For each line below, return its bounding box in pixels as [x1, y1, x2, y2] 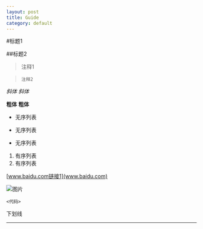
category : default [6, 20, 53, 26]
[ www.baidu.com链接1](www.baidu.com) [6, 173, 108, 180]
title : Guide [6, 15, 39, 21]
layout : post [6, 8, 39, 15]
